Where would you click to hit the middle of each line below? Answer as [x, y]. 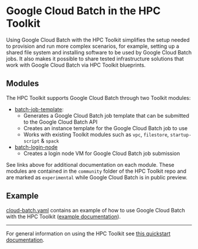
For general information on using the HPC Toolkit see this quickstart [88, 233]
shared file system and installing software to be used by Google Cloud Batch [99, 52]
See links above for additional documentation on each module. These [90, 164]
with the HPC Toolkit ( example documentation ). [63, 216]
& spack [50, 141]
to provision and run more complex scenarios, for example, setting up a [93, 46]
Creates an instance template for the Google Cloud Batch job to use [105, 128]
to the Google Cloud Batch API [60, 122]
